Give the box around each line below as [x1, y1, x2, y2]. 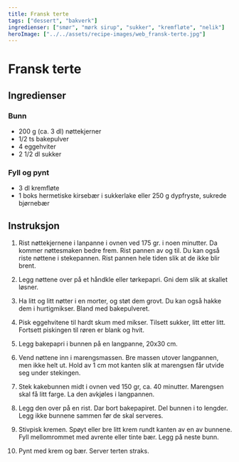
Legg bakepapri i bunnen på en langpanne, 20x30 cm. [18, 340, 179, 348]
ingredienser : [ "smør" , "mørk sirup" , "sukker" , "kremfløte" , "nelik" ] [8, 24, 225, 31]
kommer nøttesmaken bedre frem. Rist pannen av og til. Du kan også [18, 246, 220, 255]
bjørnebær [18, 199, 50, 208]
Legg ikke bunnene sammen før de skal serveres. [18, 411, 164, 420]
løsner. [18, 283, 38, 291]
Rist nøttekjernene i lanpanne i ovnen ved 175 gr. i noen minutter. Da [18, 238, 218, 247]
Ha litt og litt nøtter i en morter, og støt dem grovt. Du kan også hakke [18, 297, 222, 306]
